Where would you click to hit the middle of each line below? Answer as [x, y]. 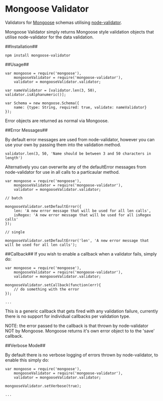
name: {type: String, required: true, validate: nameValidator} [80, 107]
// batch [14, 198]
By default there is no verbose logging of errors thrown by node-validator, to [82, 355]
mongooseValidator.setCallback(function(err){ [53, 285]
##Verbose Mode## [25, 345]
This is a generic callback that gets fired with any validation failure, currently [81, 311]
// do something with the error [46, 289]
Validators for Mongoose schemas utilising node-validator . [63, 22]
